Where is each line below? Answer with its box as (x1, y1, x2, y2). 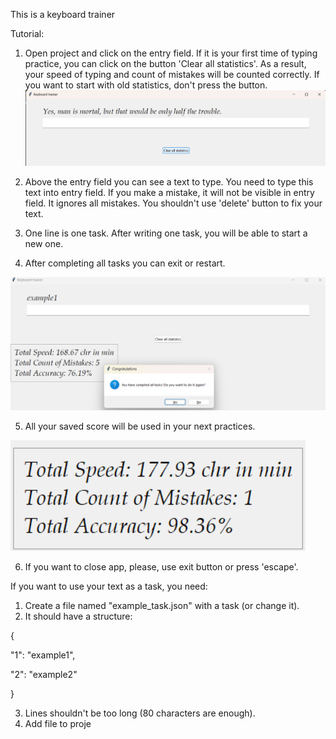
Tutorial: (10, 28, 45, 39)
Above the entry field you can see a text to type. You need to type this (24, 176, 314, 188)
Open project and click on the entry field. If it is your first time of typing (24, 47, 318, 59)
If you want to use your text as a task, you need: (10, 580, 208, 593)
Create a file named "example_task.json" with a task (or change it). (24, 600, 300, 612)
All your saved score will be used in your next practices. (24, 420, 256, 433)
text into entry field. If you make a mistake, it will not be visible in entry (24, 187, 315, 199)
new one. (24, 238, 64, 250)
